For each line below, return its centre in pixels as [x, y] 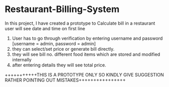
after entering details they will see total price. [59, 65]
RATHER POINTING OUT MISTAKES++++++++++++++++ [65, 80]
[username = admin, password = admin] [54, 43]
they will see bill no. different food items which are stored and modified [86, 54]
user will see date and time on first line [45, 28]
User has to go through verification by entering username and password [87, 38]
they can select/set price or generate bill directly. [63, 49]
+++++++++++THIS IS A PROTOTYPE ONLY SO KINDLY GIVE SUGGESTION [84, 74]
